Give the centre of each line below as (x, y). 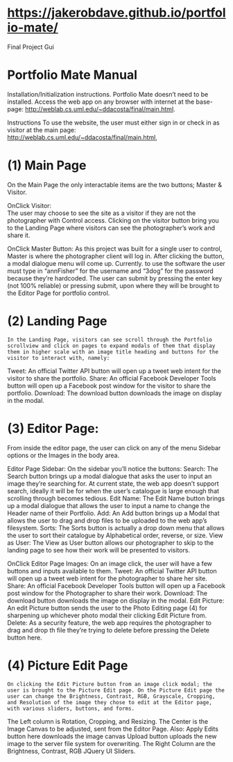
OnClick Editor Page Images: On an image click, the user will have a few (110, 563)
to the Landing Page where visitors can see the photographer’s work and (111, 228)
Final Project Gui (31, 47)
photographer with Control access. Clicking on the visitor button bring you (113, 220)
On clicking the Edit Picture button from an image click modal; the (110, 684)
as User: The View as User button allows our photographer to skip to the (111, 542)
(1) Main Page (47, 166)
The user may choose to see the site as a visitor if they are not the (102, 213)
